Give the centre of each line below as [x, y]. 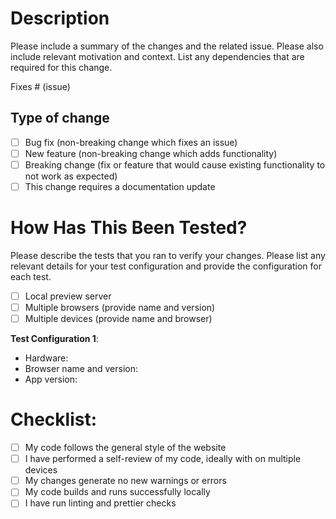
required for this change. [61, 67]
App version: [51, 379]
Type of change [60, 118]
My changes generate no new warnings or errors [125, 481]
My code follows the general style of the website [125, 448]
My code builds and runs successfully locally [117, 492]
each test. [31, 276]
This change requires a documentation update [120, 186]
